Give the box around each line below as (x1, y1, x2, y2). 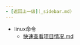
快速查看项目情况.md (22, 33, 74, 40)
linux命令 (14, 25, 36, 32)
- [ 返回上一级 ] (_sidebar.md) (5, 8, 73, 15)
